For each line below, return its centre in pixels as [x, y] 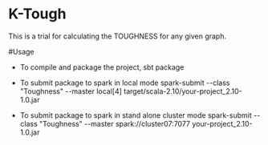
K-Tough [37, 14]
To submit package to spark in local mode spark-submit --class [125, 83]
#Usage [21, 51]
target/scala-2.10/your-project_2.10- [183, 91]
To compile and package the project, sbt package [102, 67]
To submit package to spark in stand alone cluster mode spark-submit [136, 115]
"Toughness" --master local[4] [71, 91]
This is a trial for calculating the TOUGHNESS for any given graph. [118, 36]
